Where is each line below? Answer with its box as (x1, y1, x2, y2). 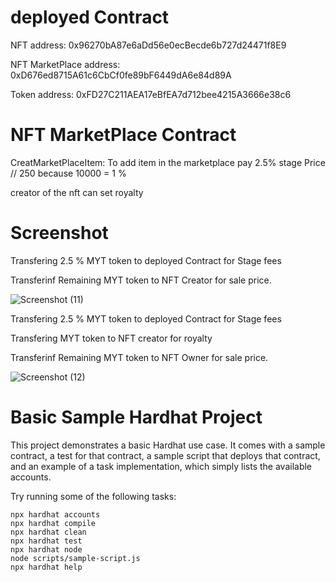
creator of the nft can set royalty (10, 186, 144, 198)
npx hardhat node (10, 544, 83, 555)
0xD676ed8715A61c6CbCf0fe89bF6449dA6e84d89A (10, 69, 232, 81)
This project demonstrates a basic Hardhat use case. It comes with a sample (10, 439, 326, 451)
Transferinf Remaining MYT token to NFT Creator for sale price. (10, 274, 272, 286)
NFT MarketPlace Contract (10, 124, 237, 146)
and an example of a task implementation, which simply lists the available (10, 460, 313, 472)
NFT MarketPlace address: (10, 58, 121, 70)
